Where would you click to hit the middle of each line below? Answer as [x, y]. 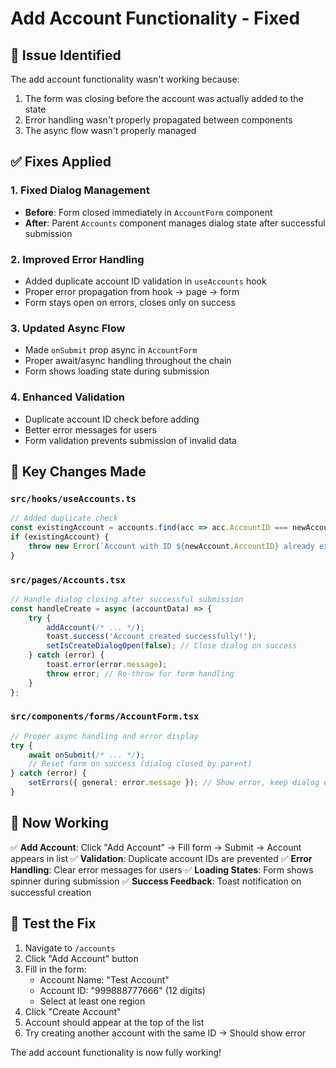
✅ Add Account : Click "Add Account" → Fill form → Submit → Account [156, 847]
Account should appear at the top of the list [114, 1022]
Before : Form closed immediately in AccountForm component [148, 212]
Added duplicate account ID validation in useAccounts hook [145, 281]
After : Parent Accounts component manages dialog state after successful [175, 223]
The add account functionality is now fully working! [116, 1052]
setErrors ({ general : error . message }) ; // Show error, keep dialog [174, 783]
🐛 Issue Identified [66, 55]
